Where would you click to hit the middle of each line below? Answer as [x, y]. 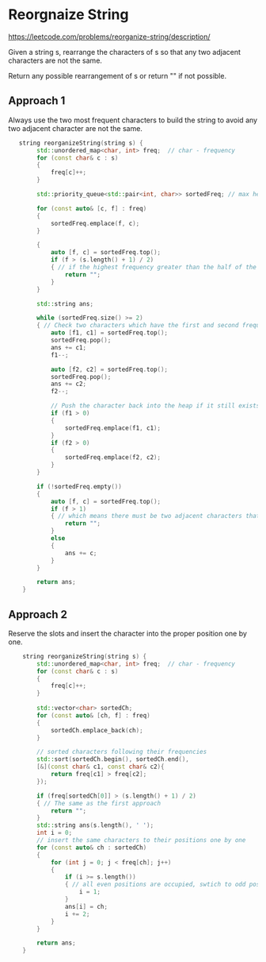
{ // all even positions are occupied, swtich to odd [155, 885]
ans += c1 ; [68, 347]
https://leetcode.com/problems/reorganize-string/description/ [110, 37]
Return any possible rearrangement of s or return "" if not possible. [118, 75]
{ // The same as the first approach [99, 803]
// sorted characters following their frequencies [122, 752]
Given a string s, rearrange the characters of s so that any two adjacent [125, 52]
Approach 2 [38, 614]
